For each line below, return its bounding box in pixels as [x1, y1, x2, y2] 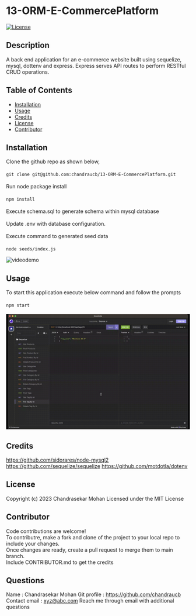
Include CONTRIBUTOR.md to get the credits [6, 559, 114, 566]
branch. [6, 552, 25, 559]
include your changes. [6, 540, 60, 547]
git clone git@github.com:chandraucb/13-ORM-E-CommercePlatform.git [6, 171, 176, 178]
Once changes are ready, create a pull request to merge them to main [6, 546, 173, 553]
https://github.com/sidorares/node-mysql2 [6, 456, 109, 463]
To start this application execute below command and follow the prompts [6, 289, 181, 296]
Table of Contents [6, 85, 73, 95]
